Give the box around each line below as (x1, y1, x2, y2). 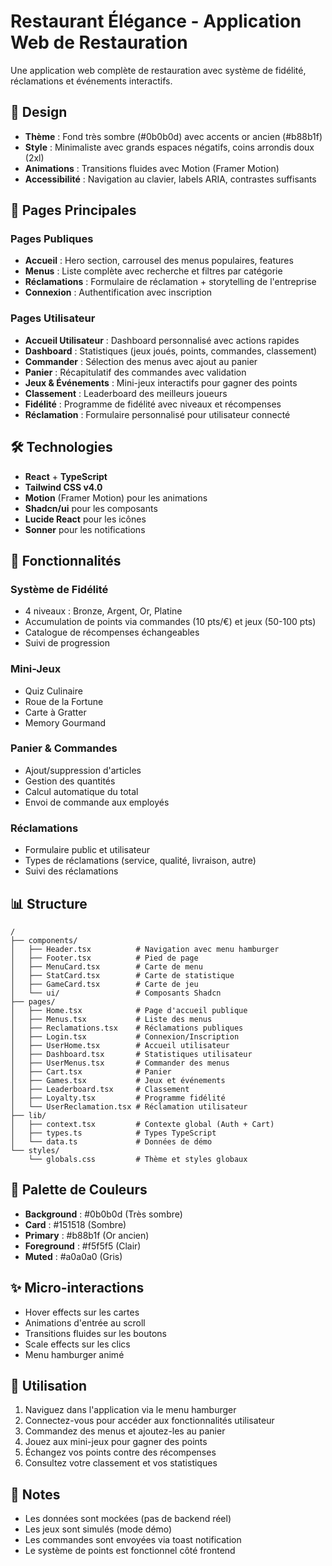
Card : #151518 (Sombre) (24, 1218, 127, 1230)
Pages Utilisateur (10, 311, 96, 325)
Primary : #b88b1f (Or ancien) (24, 1229, 150, 1241)
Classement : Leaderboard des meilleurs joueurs (24, 387, 228, 399)
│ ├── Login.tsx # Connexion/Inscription (10, 1031, 240, 1042)
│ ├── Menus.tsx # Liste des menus (10, 1014, 213, 1024)
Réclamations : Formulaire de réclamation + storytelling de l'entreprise (24, 276, 317, 288)
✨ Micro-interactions (10, 1280, 145, 1297)
